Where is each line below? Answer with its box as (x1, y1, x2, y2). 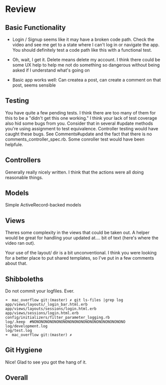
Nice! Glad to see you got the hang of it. (5, 359, 87, 365)
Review (5, 3, 36, 15)
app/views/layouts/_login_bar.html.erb (5, 302, 88, 307)
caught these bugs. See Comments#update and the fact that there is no (5, 131, 153, 137)
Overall (5, 374, 28, 382)
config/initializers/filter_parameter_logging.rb (5, 315, 110, 320)
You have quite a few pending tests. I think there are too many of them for (5, 109, 156, 115)
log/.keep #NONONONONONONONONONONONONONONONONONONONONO (5, 319, 126, 324)
